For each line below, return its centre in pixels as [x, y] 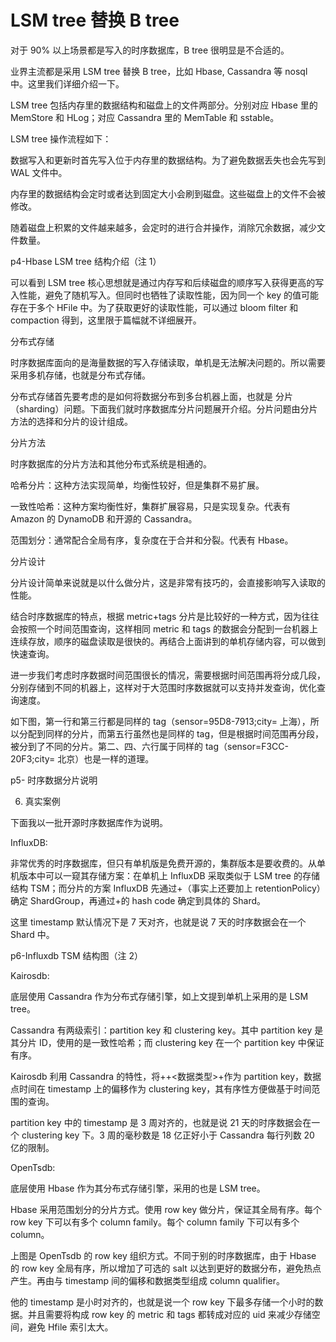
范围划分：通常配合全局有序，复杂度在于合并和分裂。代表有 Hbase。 [152, 540]
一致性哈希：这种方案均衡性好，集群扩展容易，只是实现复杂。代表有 [150, 506]
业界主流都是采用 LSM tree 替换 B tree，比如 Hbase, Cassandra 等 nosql [159, 71]
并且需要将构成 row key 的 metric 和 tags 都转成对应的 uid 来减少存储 [169, 1314]
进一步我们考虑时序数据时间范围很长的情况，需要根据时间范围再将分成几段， [168, 675]
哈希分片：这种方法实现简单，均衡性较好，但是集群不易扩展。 [137, 485]
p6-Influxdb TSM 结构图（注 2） [77, 955]
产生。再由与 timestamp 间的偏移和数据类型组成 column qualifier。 [147, 1280]
